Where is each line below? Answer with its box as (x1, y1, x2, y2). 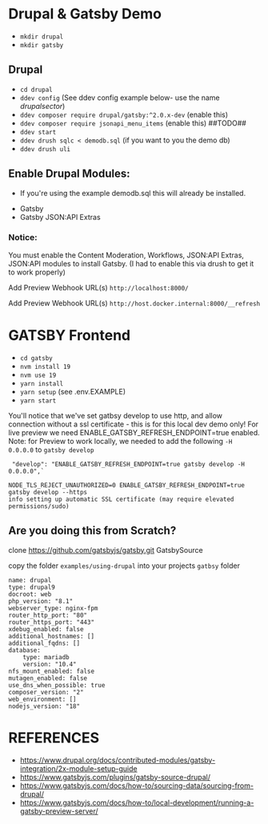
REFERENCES (8, 729, 100, 746)
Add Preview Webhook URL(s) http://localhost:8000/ (8, 282, 190, 292)
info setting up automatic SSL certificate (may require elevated (8, 495, 234, 503)
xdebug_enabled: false (8, 625, 84, 633)
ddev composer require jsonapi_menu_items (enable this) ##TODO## (19, 118, 246, 128)
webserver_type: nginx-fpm (8, 604, 98, 612)
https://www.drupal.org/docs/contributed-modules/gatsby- (19, 755, 216, 765)
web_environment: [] (8, 695, 78, 703)
